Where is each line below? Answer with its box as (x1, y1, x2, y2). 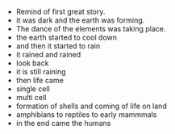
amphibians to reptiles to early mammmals (15, 110, 157, 119)
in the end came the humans (15, 119, 111, 128)
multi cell (15, 93, 47, 102)
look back (15, 58, 49, 68)
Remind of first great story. (15, 7, 106, 16)
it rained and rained (15, 50, 81, 59)
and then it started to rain (15, 41, 101, 51)
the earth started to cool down (15, 32, 118, 42)
